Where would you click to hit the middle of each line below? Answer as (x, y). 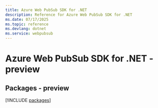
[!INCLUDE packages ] (28, 100)
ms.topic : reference (27, 24)
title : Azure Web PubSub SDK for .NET (46, 10)
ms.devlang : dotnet (26, 29)
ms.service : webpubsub (29, 33)
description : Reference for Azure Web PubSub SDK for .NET (69, 15)
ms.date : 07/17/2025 (27, 19)
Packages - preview (37, 88)
